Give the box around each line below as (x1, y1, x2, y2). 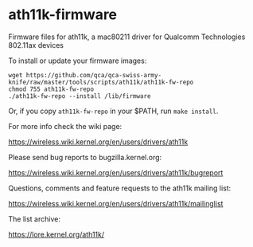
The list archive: (8, 214, 61, 224)
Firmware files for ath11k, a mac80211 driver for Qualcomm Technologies (8, 32, 246, 41)
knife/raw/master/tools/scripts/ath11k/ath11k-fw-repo (8, 78, 194, 86)
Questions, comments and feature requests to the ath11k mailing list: (8, 183, 232, 193)
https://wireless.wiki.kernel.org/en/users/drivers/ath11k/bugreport (8, 167, 224, 177)
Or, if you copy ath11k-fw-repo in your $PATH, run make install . (8, 106, 219, 116)
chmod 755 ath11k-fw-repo (8, 85, 94, 93)
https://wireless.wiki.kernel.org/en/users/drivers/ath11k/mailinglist (8, 198, 224, 208)
